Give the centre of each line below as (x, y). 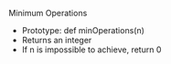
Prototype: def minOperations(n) (83, 30)
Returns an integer (57, 40)
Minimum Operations (48, 13)
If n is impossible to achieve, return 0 (91, 50)
